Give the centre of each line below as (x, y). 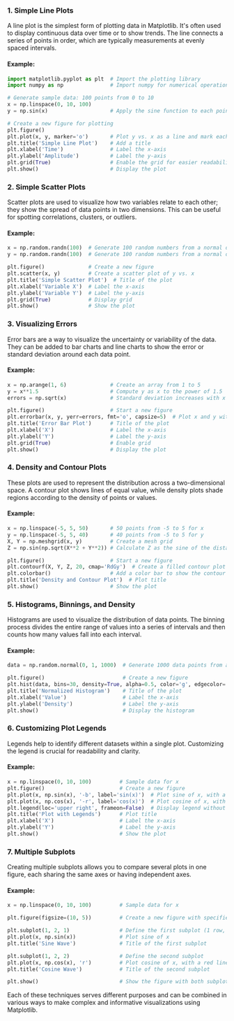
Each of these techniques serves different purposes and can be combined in (117, 995)
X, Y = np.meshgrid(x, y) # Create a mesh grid (90, 541)
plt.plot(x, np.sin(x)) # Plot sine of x (88, 937)
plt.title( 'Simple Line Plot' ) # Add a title (79, 143)
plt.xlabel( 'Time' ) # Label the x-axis (87, 150)
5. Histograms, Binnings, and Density (71, 604)
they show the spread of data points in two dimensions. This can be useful (114, 210)
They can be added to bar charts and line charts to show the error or (106, 347)
